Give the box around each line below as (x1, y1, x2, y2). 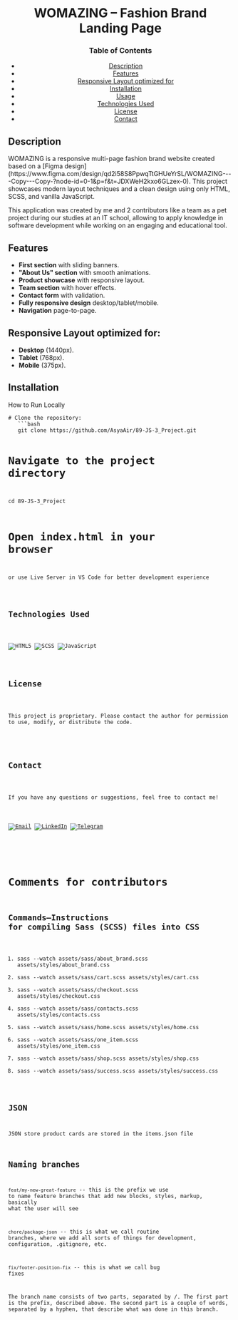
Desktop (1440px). (18, 346, 74, 354)
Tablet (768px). (18, 353, 65, 361)
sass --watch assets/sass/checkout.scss (17, 986, 139, 994)
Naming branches (8, 1159, 81, 1170)
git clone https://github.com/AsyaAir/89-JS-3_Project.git (17, 426, 197, 434)
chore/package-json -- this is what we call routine (8, 1228, 160, 1236)
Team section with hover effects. (18, 284, 116, 292)
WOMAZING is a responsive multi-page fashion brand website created (8, 155, 215, 163)
